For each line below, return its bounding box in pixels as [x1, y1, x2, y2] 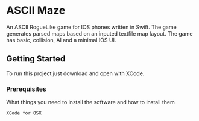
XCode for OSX [6, 110, 42, 116]
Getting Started [6, 54, 66, 64]
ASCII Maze [6, 4, 66, 17]
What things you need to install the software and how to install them [6, 99, 175, 106]
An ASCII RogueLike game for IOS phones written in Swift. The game [6, 23, 177, 31]
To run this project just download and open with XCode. [6, 70, 145, 77]
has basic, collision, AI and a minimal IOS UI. [6, 36, 116, 43]
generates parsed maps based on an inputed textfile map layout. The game [6, 29, 193, 37]
